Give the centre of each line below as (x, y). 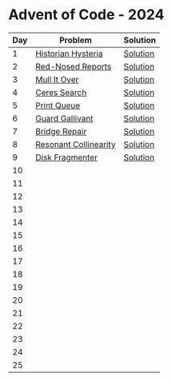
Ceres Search (61, 92)
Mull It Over (57, 79)
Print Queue (58, 105)
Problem (75, 40)
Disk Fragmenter (67, 157)
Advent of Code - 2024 (86, 15)
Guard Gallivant (64, 118)
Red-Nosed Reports (74, 66)
